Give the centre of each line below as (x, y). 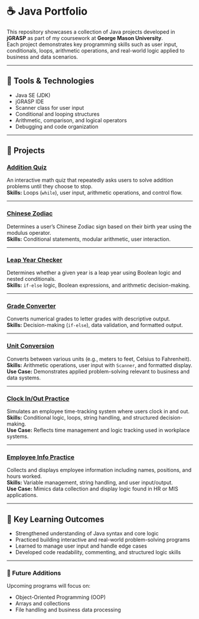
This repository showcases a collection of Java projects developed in (91, 32)
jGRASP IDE (30, 101)
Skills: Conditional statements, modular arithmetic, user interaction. (89, 239)
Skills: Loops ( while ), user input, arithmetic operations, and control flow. (94, 193)
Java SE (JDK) (33, 95)
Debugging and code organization (57, 126)
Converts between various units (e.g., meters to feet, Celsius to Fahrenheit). (99, 359)
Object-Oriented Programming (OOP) (60, 597)
